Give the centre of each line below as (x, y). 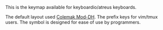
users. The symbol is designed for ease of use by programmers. (73, 22)
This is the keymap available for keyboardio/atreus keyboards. (71, 7)
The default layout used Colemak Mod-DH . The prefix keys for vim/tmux (81, 17)
